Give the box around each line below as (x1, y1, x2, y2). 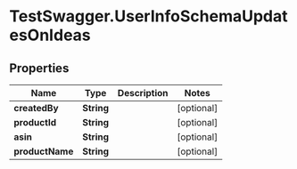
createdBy (13, 102, 60, 114)
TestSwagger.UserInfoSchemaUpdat (9, 6, 288, 27)
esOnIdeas (9, 25, 91, 45)
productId (13, 117, 56, 128)
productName (13, 145, 74, 157)
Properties (9, 60, 70, 76)
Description (117, 87, 169, 99)
